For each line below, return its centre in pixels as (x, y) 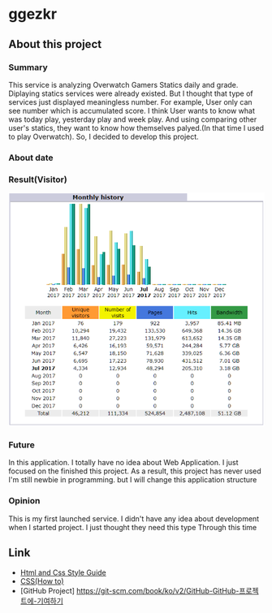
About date (31, 158)
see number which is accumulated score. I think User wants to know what (132, 110)
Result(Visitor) (38, 179)
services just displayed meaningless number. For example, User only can (131, 101)
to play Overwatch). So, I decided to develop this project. (104, 136)
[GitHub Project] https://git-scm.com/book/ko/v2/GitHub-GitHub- (130, 590)
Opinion (24, 501)
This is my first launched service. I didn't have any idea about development (134, 518)
